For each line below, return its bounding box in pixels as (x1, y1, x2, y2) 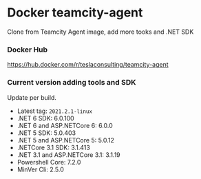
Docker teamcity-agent (7, 5, 143, 21)
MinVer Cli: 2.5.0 (17, 165, 64, 173)
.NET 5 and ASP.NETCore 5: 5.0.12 (17, 136, 115, 144)
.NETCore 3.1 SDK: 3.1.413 (17, 143, 91, 151)
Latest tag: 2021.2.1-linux (17, 107, 93, 115)
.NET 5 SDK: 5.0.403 (17, 129, 76, 137)
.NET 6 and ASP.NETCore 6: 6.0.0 (17, 121, 114, 129)
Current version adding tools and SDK (7, 78, 136, 87)
